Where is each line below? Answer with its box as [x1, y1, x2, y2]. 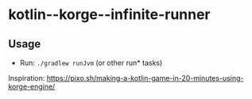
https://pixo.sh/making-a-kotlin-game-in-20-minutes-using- [46, 74, 244, 82]
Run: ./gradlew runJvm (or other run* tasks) [19, 58, 163, 67]
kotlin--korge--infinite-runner [8, 6, 211, 24]
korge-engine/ [8, 82, 56, 91]
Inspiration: [8, 74, 45, 82]
